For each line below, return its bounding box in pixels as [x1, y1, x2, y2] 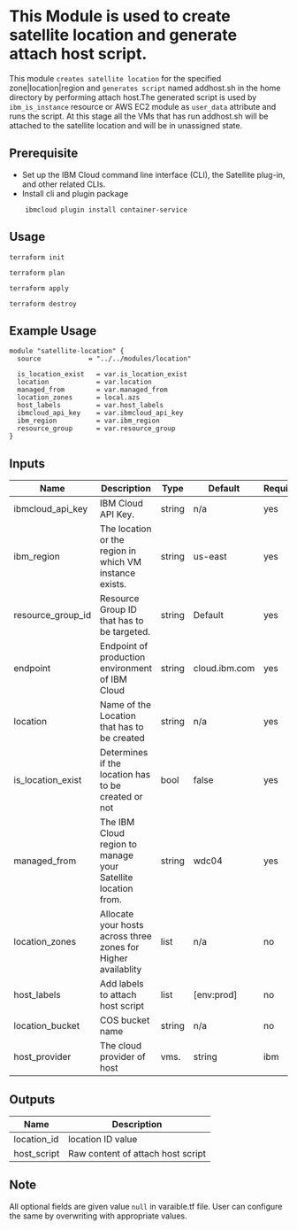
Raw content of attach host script [67, 1148, 206, 1159]
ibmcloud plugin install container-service [25, 205, 188, 214]
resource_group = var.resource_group [17, 424, 176, 433]
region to [100, 839, 137, 851]
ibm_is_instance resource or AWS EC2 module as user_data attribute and [9, 101, 277, 112]
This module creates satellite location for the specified [9, 73, 222, 83]
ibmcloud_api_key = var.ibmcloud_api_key [17, 409, 184, 418]
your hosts [100, 919, 144, 932]
